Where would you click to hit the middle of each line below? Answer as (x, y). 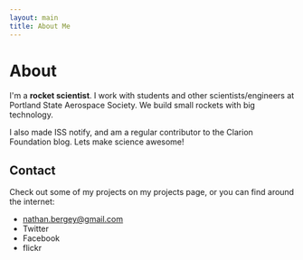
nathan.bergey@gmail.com (73, 219)
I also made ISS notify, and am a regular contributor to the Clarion (131, 133)
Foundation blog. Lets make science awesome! (97, 142)
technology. (32, 115)
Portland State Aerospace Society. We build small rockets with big (133, 106)
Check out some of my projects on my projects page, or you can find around (152, 192)
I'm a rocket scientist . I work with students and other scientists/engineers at (152, 96)
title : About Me (40, 26)
